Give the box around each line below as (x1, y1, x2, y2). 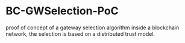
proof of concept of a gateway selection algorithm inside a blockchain (5, 24, 180, 31)
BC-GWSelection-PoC (5, 4, 119, 18)
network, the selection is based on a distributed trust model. (5, 30, 155, 37)
